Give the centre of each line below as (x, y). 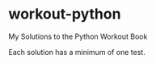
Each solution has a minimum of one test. (77, 52)
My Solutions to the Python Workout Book (78, 36)
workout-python (65, 14)
